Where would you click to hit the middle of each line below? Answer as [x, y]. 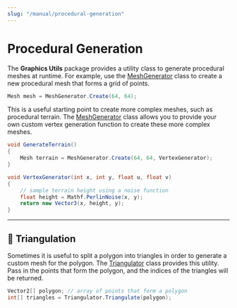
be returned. [25, 278]
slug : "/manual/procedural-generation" [66, 14]
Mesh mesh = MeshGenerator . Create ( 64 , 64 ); [72, 96]
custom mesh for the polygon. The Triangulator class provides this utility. [113, 263]
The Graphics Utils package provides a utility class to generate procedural [116, 68]
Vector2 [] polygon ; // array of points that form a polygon [98, 291]
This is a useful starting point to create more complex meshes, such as [110, 109]
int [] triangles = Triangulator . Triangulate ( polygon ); [90, 297]
